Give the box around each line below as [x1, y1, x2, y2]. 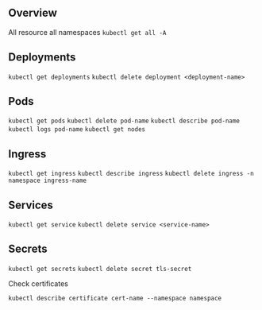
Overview [8, 6, 58, 20]
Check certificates [8, 278, 69, 289]
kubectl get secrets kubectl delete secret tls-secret [8, 265, 192, 273]
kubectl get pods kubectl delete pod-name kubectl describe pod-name [8, 117, 241, 126]
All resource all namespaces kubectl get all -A [8, 27, 167, 37]
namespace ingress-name [8, 176, 87, 185]
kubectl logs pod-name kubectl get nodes [8, 126, 145, 134]
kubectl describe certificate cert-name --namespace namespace [8, 294, 222, 302]
